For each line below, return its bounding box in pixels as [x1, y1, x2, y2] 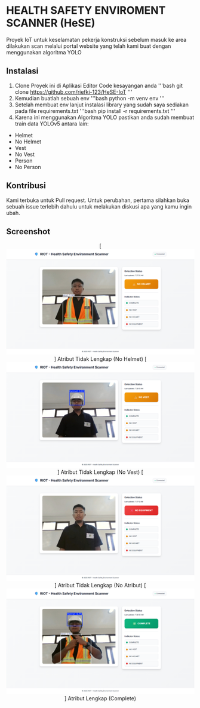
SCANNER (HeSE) [6, 16, 96, 30]
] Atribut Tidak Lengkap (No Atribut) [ [54, 582, 146, 589]
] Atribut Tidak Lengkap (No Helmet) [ [54, 355, 147, 363]
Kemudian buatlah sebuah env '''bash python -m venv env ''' [14, 94, 165, 102]
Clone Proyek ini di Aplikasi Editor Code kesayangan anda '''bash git [14, 82, 183, 89]
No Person [14, 163, 42, 170]
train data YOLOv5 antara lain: [14, 120, 89, 127]
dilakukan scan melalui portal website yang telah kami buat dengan [6, 42, 171, 50]
